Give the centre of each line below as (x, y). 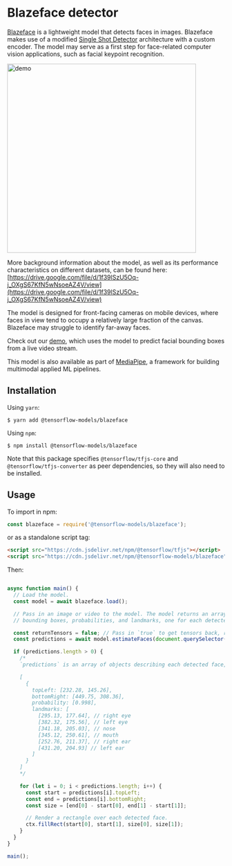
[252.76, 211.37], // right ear (84, 741)
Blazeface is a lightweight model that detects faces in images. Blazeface (110, 32)
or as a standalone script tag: (49, 537)
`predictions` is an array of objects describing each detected (114, 665)
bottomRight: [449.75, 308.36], (79, 696)
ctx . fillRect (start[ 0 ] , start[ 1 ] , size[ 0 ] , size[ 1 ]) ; (105, 824)
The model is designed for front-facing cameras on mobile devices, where (113, 312)
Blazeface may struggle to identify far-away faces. (79, 327)
